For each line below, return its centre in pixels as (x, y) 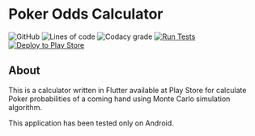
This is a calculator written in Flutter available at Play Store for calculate (127, 90)
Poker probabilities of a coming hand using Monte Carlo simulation (119, 99)
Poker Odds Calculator (86, 14)
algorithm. (25, 107)
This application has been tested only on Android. (91, 123)
